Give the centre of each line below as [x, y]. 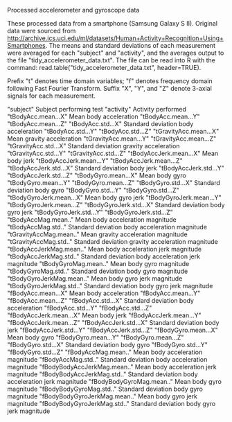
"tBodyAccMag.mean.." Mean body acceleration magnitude [92, 220]
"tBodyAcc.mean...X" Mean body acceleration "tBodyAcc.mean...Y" [104, 116]
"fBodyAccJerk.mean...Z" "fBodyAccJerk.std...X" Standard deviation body [113, 323]
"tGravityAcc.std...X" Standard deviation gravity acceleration [93, 146]
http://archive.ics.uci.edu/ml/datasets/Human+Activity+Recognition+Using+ [115, 38]
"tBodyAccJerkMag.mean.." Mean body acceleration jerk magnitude [105, 249]
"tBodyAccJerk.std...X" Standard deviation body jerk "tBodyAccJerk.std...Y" [116, 168]
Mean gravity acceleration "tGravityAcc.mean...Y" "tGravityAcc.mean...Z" [112, 139]
